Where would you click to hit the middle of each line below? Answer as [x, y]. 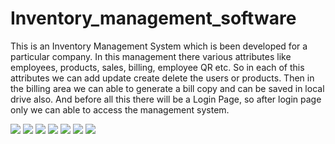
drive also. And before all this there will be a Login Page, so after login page [166, 99]
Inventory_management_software [153, 18]
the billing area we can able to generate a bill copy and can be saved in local [167, 88]
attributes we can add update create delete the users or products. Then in [162, 78]
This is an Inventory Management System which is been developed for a [159, 46]
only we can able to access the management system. [120, 109]
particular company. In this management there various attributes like [151, 56]
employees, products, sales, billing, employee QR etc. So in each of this [157, 67]
